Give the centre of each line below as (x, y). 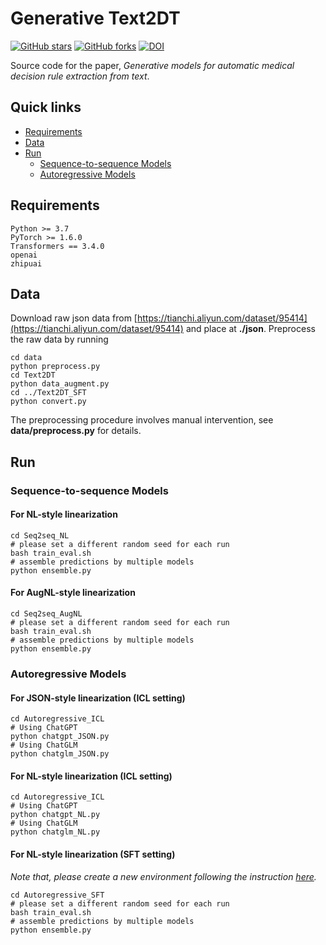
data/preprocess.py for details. (76, 431)
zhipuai (26, 263)
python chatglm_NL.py (55, 832)
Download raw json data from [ (74, 318)
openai (24, 255)
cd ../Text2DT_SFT (48, 393)
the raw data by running (59, 339)
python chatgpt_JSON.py (60, 737)
